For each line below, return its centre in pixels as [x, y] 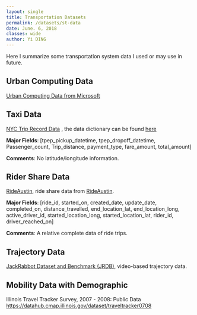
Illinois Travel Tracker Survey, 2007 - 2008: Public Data [74, 300]
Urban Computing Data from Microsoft [53, 95]
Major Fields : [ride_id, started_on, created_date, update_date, [82, 202]
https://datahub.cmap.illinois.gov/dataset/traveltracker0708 [79, 306]
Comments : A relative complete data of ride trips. [67, 233]
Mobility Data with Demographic [67, 285]
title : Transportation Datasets [46, 17]
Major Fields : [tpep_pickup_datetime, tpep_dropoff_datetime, [81, 140]
